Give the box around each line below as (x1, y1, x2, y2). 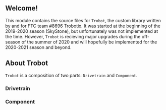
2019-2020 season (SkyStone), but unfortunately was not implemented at (5, 28, 158, 34)
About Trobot (5, 59, 48, 68)
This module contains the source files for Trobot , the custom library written (5, 17, 161, 23)
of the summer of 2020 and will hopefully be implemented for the (21, 39, 157, 45)
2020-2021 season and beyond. (5, 44, 72, 50)
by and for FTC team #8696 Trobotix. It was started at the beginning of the (5, 23, 160, 29)
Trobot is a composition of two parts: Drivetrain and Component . (5, 72, 138, 78)
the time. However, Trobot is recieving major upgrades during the (5, 33, 141, 39)
